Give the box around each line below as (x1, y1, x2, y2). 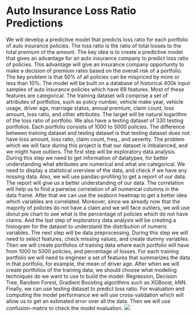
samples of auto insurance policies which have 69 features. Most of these (6, 86, 184, 93)
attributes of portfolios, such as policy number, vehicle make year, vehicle (6, 98, 184, 105)
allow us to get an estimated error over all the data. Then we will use (6, 297, 171, 304)
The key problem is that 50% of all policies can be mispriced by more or (6, 73, 180, 80)
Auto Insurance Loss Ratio (6, 4, 136, 18)
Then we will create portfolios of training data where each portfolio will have (6, 242, 190, 249)
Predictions (6, 16, 63, 30)
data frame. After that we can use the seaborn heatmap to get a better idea (6, 192, 187, 199)
